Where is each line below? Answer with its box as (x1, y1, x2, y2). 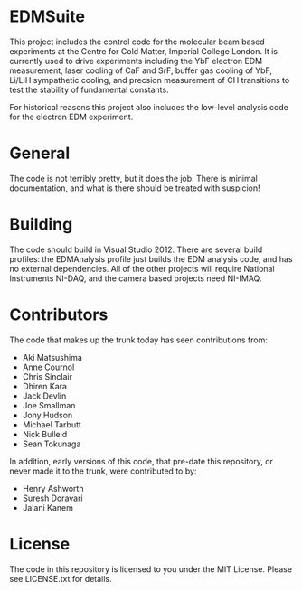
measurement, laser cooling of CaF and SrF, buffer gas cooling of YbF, (9, 65, 273, 76)
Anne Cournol (22, 361, 75, 372)
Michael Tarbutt (22, 418, 81, 430)
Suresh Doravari (22, 492, 83, 503)
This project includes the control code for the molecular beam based (9, 36, 265, 47)
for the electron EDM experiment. (9, 111, 134, 122)
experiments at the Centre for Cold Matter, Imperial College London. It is (9, 45, 278, 56)
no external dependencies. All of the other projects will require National (9, 263, 275, 274)
